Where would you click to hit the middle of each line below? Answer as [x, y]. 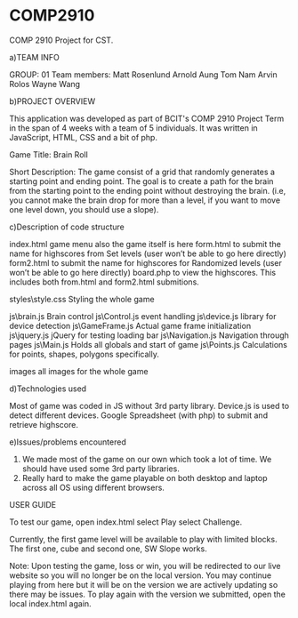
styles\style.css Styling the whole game [82, 299]
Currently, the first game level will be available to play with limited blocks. [143, 539]
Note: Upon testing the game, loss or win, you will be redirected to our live [145, 566]
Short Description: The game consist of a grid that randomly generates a [142, 172]
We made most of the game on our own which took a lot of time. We [147, 459]
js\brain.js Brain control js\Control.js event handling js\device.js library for [143, 316]
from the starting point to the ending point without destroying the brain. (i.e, [148, 190]
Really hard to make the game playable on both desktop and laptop [145, 478]
